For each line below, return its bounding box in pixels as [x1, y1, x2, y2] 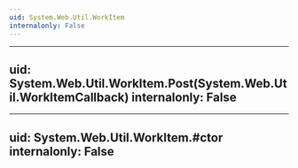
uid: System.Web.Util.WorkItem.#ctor [9, 130, 223, 145]
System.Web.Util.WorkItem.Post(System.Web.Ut [9, 76, 287, 91]
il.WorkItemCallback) [9, 89, 129, 104]
